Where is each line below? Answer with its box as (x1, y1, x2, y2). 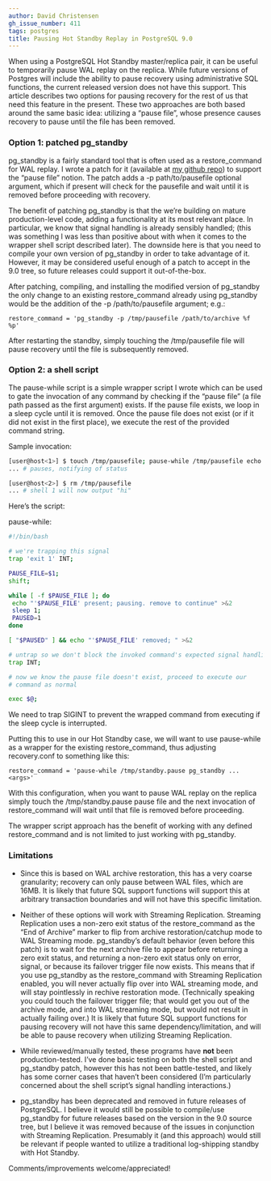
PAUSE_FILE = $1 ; (8, 569, 60, 577)
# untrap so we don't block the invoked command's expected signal (8, 651, 240, 659)
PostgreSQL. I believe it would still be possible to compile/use (19, 1104, 225, 1114)
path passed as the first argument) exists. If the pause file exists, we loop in (8, 400, 260, 410)
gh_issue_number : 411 (8, 19, 81, 28)
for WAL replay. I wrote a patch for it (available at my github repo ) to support (8, 164, 262, 174)
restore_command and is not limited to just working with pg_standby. (8, 830, 236, 839)
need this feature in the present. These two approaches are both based (8, 100, 246, 109)
